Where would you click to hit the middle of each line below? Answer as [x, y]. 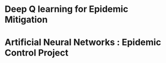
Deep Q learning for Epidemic [67, 9]
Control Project [37, 53]
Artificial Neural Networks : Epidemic [83, 42]
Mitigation [26, 20]
